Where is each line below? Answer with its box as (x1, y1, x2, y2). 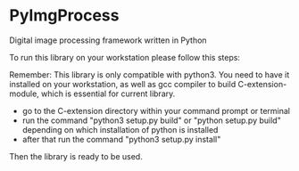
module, (9, 88, 40, 99)
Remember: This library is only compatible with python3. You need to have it (9, 69, 290, 80)
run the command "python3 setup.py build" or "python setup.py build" (21, 115, 281, 126)
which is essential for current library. (41, 88, 176, 99)
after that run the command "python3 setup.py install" (21, 134, 221, 144)
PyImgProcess (9, 5, 120, 26)
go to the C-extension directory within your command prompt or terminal (21, 105, 291, 116)
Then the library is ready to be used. (9, 151, 143, 161)
